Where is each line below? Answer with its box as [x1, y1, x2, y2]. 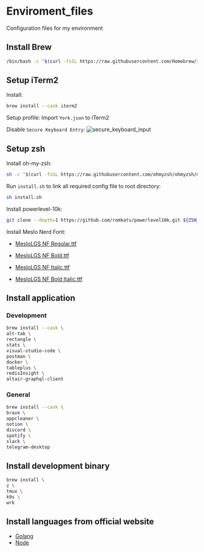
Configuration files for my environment [6, 24, 103, 32]
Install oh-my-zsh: [6, 160, 52, 167]
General [6, 391, 30, 399]
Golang [15, 533, 33, 540]
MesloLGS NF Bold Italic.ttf [15, 275, 83, 283]
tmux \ [6, 489, 23, 495]
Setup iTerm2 [6, 75, 59, 86]
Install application [6, 293, 76, 303]
